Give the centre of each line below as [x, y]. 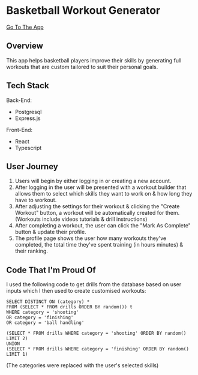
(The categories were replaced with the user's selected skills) [82, 365]
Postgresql [28, 112]
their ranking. [31, 251]
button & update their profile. [50, 232]
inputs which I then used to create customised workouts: [76, 291]
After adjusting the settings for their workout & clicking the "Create [97, 206]
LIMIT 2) [17, 339]
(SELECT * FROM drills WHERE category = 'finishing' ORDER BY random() [97, 349]
